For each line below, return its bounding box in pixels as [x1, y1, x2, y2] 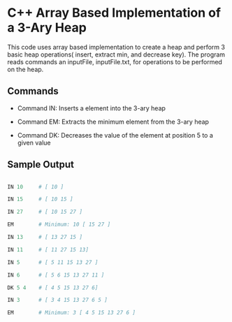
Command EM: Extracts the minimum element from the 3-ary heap [17, 117, 210, 126]
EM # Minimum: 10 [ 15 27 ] [7, 221, 111, 228]
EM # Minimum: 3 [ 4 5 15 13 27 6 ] [7, 309, 136, 316]
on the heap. [7, 65, 44, 73]
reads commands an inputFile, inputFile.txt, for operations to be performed [7, 57, 222, 66]
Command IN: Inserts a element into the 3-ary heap [17, 103, 166, 112]
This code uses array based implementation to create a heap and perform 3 [7, 43, 226, 51]
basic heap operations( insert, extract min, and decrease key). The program [7, 50, 226, 59]
